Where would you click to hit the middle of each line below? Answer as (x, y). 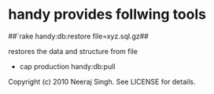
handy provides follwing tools (107, 14)
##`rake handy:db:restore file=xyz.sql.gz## (79, 36)
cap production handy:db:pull (67, 66)
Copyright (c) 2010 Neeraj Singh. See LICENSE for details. (102, 81)
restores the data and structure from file (73, 51)
